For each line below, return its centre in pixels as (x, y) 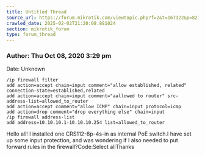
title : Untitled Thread (37, 12)
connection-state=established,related (56, 91)
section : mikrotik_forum (38, 29)
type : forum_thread (31, 35)
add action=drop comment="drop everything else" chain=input (86, 112)
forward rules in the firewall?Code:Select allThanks (70, 147)
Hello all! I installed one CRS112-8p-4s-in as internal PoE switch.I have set (99, 134)
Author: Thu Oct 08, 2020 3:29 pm (59, 56)
